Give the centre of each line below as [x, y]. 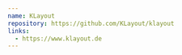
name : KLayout [32, 16]
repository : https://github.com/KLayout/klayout [91, 23]
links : [19, 31]
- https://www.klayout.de [59, 38]
